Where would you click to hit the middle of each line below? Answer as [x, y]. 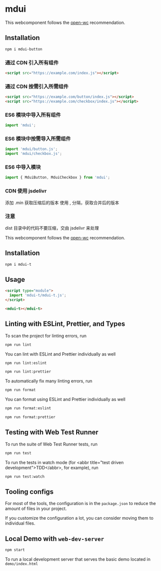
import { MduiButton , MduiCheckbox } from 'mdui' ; [58, 178]
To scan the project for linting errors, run [46, 336]
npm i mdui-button [24, 49]
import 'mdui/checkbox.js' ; [34, 154]
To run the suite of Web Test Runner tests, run [51, 444]
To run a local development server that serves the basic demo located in [78, 559]
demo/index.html [21, 564]
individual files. [20, 523]
